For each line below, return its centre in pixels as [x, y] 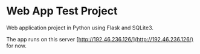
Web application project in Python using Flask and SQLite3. [80, 28]
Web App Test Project [62, 11]
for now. [17, 46]
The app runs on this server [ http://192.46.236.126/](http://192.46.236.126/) [100, 39]
